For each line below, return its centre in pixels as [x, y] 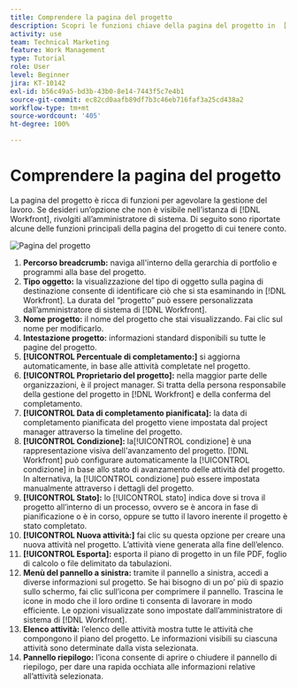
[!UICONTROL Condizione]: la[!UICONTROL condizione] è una [137, 441]
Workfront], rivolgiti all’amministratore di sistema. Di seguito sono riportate [145, 218]
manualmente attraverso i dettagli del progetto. [108, 488]
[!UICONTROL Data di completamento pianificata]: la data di [135, 413]
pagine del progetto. [60, 347]
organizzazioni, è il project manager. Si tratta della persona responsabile [154, 385]
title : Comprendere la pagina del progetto [91, 17]
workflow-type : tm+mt [50, 108]
